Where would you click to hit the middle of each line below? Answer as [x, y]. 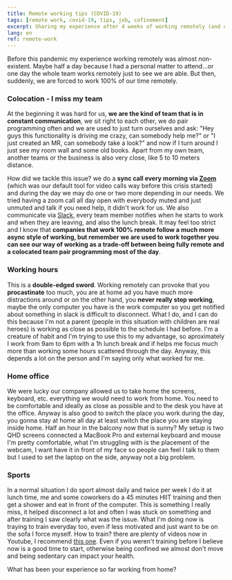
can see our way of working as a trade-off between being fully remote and [116, 244]
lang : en [20, 33]
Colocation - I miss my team [55, 99]
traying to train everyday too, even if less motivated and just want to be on [113, 527]
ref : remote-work [32, 39]
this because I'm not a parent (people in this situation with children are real [113, 321]
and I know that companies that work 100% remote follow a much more [111, 230]
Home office [28, 376]
